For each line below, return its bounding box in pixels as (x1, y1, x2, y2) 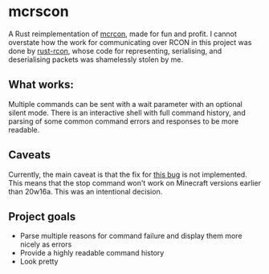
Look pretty (19, 256, 59, 267)
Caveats (8, 148, 51, 162)
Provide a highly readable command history (19, 248, 165, 258)
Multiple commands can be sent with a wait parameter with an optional (8, 99, 243, 108)
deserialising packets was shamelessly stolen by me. (8, 55, 183, 64)
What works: (8, 78, 74, 92)
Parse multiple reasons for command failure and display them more (19, 231, 243, 241)
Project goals (8, 210, 76, 223)
